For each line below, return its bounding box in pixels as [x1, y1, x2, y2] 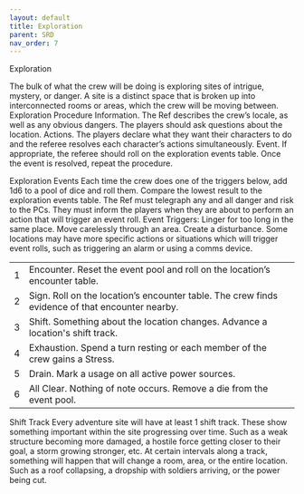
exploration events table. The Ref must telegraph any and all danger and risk [9, 195, 294, 206]
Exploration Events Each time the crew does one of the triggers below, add [9, 176, 288, 187]
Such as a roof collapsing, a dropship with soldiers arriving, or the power [9, 465, 280, 476]
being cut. [9, 475, 47, 486]
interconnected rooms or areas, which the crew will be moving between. [9, 101, 279, 111]
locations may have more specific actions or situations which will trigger [9, 233, 279, 245]
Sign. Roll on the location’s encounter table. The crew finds [28, 289, 279, 302]
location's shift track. [28, 327, 118, 340]
